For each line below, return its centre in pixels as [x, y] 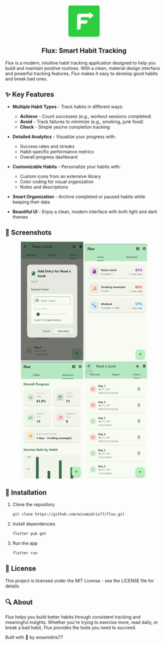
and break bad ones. [26, 78]
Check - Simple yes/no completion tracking [65, 127]
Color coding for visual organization [57, 181]
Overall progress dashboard [49, 157]
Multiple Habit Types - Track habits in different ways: [68, 106]
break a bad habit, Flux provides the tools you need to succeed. [71, 627]
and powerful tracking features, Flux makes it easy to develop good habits [81, 73]
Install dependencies [34, 524]
